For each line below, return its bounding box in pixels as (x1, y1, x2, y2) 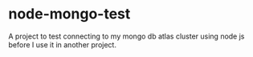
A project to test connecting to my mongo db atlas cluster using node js (8, 31, 245, 41)
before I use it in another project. (8, 39, 116, 49)
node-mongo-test (8, 5, 131, 23)
